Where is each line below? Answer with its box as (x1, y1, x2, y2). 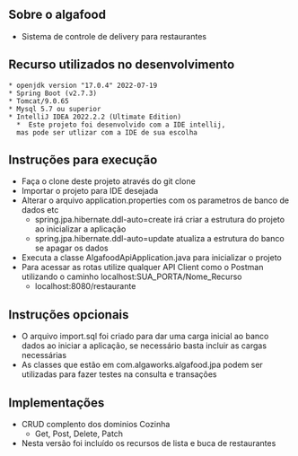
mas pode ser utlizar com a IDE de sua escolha (16, 127, 198, 137)
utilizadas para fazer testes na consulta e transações (21, 369, 217, 380)
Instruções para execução (8, 153, 158, 168)
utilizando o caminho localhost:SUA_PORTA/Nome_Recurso (21, 271, 242, 282)
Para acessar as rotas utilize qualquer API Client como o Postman (21, 262, 264, 273)
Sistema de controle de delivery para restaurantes (21, 31, 207, 41)
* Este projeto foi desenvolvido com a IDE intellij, (16, 120, 226, 129)
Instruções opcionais (8, 307, 129, 322)
